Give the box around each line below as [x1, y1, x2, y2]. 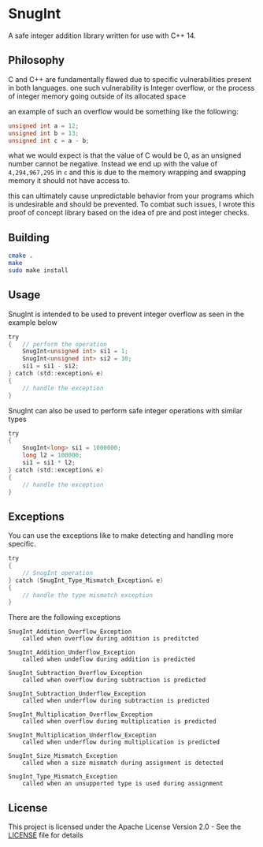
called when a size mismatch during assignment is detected [22, 759, 224, 767]
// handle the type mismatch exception [22, 591, 154, 599]
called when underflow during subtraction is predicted [22, 697, 210, 705]
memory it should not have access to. [8, 176, 130, 185]
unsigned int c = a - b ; [8, 136, 90, 144]
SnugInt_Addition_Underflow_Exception [8, 648, 135, 657]
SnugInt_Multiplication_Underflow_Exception [8, 731, 157, 740]
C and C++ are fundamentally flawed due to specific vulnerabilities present [8, 74, 252, 84]
